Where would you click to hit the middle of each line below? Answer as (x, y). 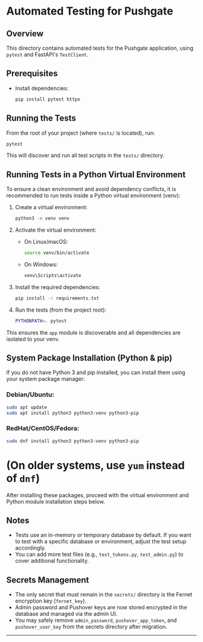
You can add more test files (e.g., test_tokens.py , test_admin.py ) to (99, 554)
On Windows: (41, 264)
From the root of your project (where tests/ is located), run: (81, 133)
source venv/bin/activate (56, 253)
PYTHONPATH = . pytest (41, 321)
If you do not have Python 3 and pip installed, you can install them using (96, 373)
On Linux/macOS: (46, 242)
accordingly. (31, 548)
